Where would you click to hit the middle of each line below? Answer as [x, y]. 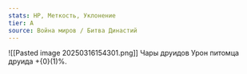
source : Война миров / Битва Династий [73, 30]
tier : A [21, 23]
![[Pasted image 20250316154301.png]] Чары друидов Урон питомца [124, 53]
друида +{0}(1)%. [38, 61]
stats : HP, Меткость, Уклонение [62, 16]
